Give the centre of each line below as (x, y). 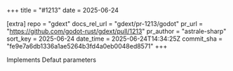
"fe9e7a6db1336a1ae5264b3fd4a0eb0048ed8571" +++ (87, 46)
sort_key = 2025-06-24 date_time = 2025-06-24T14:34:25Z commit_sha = (114, 39)
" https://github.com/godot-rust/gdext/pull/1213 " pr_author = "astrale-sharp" (116, 31)
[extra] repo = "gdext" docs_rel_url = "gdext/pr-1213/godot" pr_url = (105, 24)
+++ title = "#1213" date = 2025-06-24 (63, 10)
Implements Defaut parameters (51, 60)
